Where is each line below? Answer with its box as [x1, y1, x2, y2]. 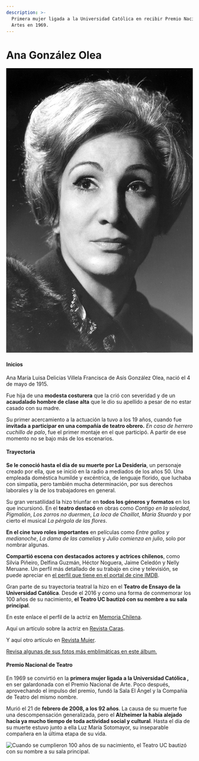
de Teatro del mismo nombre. [6, 693, 78, 701]
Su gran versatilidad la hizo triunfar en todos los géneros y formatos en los [6, 498, 191, 505]
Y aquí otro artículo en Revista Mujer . [6, 636, 97, 643]
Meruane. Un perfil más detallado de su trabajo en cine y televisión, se [6, 565, 178, 572]
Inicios [6, 360, 23, 367]
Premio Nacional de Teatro [6, 661, 73, 669]
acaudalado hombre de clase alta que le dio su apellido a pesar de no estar [6, 398, 192, 405]
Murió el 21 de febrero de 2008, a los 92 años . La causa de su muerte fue [6, 705, 187, 712]
